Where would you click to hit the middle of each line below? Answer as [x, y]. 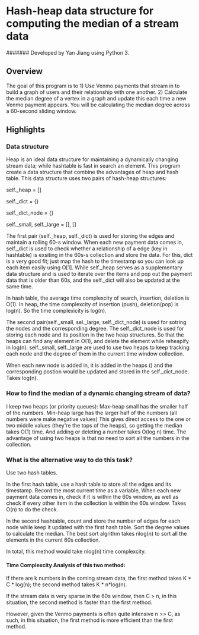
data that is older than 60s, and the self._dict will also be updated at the [93, 280]
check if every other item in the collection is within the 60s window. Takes [96, 503]
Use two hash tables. [32, 473]
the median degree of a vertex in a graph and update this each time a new [96, 98]
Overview [25, 72]
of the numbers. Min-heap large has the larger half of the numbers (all [92, 413]
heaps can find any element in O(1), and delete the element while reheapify [98, 341]
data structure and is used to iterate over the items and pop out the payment [99, 274]
